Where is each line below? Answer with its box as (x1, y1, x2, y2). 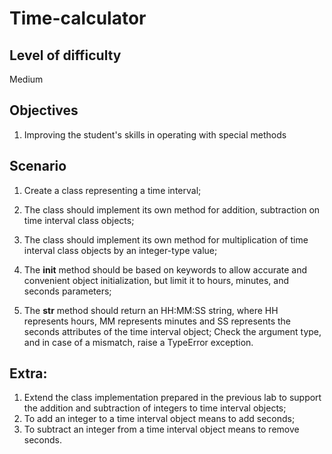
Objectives (9, 102, 79, 119)
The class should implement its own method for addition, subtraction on (23, 203, 321, 216)
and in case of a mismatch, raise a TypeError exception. (23, 336, 254, 348)
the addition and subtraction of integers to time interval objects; (23, 402, 287, 414)
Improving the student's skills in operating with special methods (23, 128, 287, 141)
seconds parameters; (23, 285, 112, 297)
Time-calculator (9, 7, 147, 30)
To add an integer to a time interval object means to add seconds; (23, 413, 296, 425)
